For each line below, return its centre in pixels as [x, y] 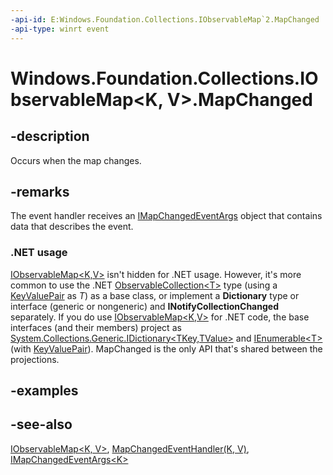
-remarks [40, 191]
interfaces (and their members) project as [96, 327]
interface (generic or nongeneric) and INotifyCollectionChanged [144, 306]
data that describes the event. [72, 227]
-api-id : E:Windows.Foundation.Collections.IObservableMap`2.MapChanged [165, 19]
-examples [44, 390]
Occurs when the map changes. [76, 160]
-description [50, 136]
